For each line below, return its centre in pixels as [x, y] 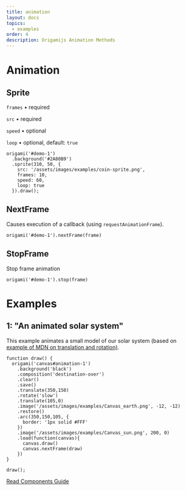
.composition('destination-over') [61, 374]
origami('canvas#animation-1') [51, 363]
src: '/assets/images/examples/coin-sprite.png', [81, 170]
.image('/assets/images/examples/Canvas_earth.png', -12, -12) [99, 406]
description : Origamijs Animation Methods [61, 40]
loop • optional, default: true [42, 142]
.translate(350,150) [43, 390]
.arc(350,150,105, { [43, 417]
